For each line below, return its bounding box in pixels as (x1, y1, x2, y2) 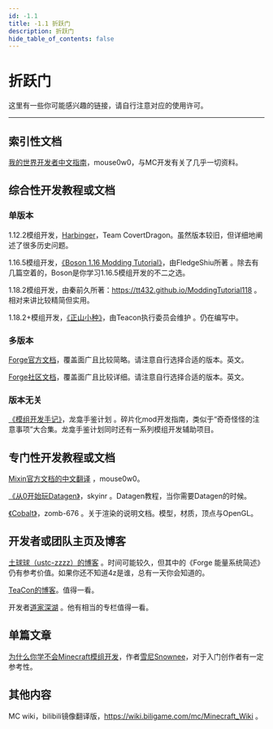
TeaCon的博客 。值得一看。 (8, 585, 99, 595)
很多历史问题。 (22, 240, 73, 250)
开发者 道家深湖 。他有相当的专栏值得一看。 (8, 602, 153, 612)
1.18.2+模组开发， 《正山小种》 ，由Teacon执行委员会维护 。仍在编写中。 (8, 312, 244, 322)
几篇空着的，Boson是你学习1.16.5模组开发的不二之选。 (8, 268, 190, 277)
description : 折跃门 (8, 27, 75, 35)
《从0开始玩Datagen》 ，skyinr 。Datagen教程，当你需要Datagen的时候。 (8, 491, 252, 501)
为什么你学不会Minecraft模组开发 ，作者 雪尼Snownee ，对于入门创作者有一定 (8, 652, 264, 661)
